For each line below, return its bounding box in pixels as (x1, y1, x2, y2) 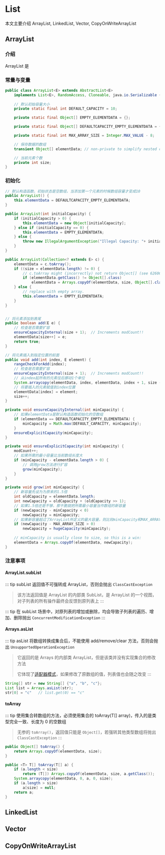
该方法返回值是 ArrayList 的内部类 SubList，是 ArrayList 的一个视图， (17, 591, 157, 598)
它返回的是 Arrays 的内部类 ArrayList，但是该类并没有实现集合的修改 (17, 655, 156, 661)
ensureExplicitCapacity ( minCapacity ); (14, 430, 93, 435)
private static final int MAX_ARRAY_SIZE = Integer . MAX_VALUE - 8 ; (14, 133, 155, 138)
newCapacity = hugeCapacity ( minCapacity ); (23, 526, 111, 531)
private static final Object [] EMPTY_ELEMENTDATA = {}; (14, 115, 131, 120)
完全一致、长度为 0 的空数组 (9, 718, 66, 724)
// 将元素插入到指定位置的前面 (5, 352, 60, 357)
